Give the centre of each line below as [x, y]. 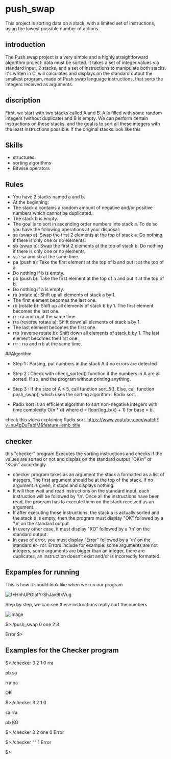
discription [23, 100]
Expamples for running [43, 572]
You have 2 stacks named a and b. [49, 197]
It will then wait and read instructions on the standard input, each [81, 491]
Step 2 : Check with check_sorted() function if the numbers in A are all [87, 374]
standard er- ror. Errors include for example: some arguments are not [85, 545]
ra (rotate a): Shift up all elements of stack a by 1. [64, 295]
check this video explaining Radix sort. [46, 420]
